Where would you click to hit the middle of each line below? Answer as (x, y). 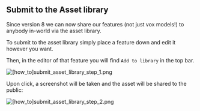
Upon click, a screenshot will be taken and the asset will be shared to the (97, 83)
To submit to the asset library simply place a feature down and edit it (91, 42)
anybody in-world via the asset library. (54, 31)
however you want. (30, 49)
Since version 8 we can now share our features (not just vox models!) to (95, 24)
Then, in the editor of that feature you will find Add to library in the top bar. (100, 60)
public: (15, 90)
